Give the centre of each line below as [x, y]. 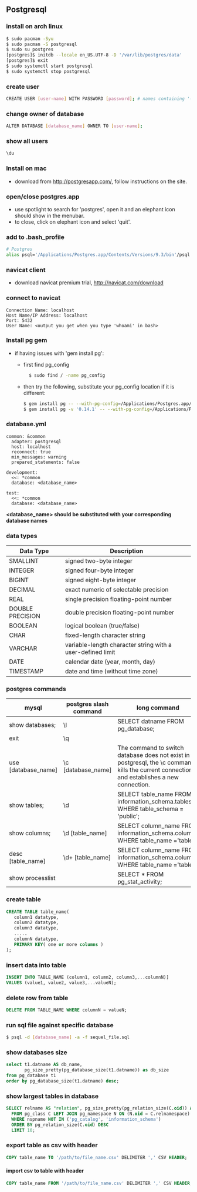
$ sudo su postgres [30, 49]
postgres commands [36, 689]
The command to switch [150, 748]
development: [22, 472]
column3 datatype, [36, 928]
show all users [27, 141]
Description [127, 551]
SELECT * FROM [140, 875]
